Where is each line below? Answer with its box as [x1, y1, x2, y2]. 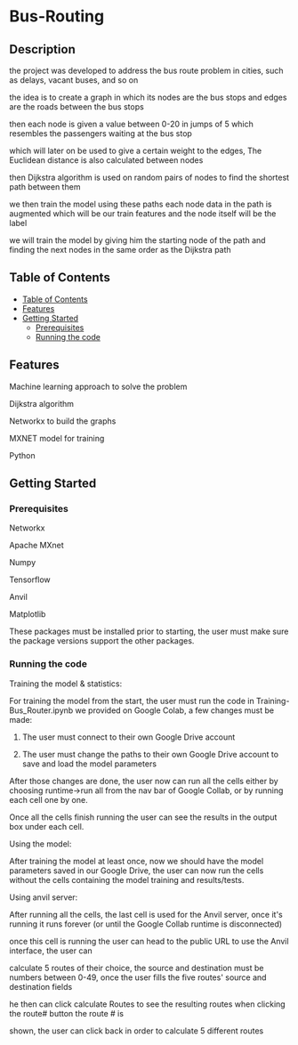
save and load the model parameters [21, 758, 157, 769]
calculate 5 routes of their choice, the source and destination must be [9, 962, 264, 973]
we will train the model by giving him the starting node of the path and [9, 235, 266, 246]
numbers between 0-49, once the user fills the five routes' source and [9, 972, 267, 983]
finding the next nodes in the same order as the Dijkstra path [9, 245, 231, 255]
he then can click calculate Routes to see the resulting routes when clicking [9, 999, 286, 1009]
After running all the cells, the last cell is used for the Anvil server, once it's [9, 909, 283, 919]
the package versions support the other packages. [9, 636, 195, 646]
